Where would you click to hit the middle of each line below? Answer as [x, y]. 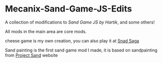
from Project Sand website [31, 55]
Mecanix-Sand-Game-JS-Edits [68, 9]
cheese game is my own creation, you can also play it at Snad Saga [72, 41]
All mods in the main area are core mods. [46, 31]
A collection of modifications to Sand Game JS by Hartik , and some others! [80, 22]
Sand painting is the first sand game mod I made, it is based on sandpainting [81, 50]
